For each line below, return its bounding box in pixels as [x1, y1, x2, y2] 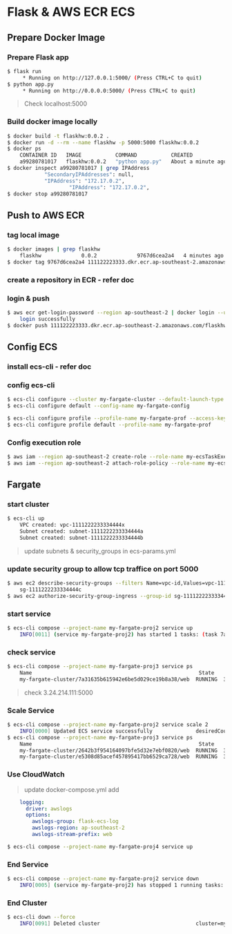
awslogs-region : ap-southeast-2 [32, 824, 126, 832]
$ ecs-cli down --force [7, 914, 76, 921]
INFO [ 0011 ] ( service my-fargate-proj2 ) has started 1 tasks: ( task [19, 631, 217, 639]
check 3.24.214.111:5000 [23, 688, 93, 697]
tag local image [7, 230, 60, 240]
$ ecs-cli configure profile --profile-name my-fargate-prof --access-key [7, 415, 227, 422]
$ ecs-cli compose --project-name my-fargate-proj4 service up [7, 843, 193, 850]
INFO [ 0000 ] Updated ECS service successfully [19, 728, 153, 734]
